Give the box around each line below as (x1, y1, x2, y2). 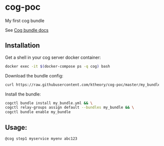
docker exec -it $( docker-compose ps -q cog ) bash (5, 64, 110, 69)
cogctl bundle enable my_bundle (5, 110, 71, 115)
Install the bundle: (5, 91, 41, 97)
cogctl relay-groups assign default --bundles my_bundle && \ (5, 105, 134, 110)
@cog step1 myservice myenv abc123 (5, 136, 78, 141)
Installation (5, 41, 40, 50)
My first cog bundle (5, 18, 45, 24)
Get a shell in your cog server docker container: (5, 54, 101, 60)
